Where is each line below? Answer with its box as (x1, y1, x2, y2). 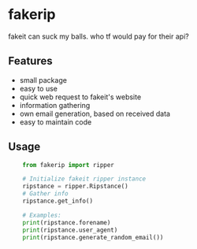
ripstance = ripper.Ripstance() (22, 183, 128, 191)
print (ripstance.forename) (22, 218, 111, 226)
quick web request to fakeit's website (19, 92, 142, 102)
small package (19, 75, 67, 84)
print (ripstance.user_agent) (22, 226, 118, 234)
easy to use (19, 84, 58, 93)
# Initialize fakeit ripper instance (22, 175, 147, 183)
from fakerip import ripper (22, 161, 114, 169)
